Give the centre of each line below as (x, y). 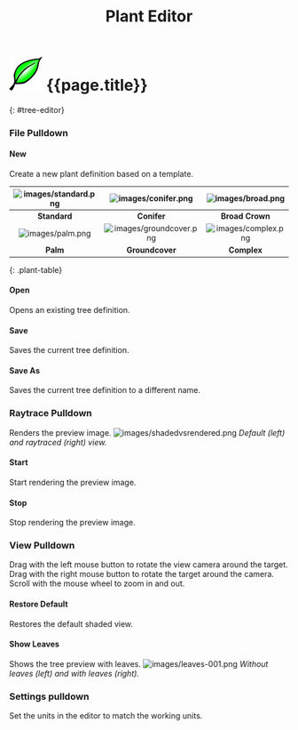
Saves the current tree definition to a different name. (105, 390)
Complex (246, 250)
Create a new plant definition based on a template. (101, 174)
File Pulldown (39, 132)
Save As (24, 370)
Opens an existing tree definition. (70, 310)
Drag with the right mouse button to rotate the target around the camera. (142, 574)
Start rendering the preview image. (73, 482)
